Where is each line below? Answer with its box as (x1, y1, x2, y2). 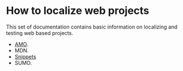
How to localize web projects (6, 4, 150, 17)
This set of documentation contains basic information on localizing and (6, 23, 178, 30)
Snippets (14, 53, 36, 60)
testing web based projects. (6, 29, 73, 36)
